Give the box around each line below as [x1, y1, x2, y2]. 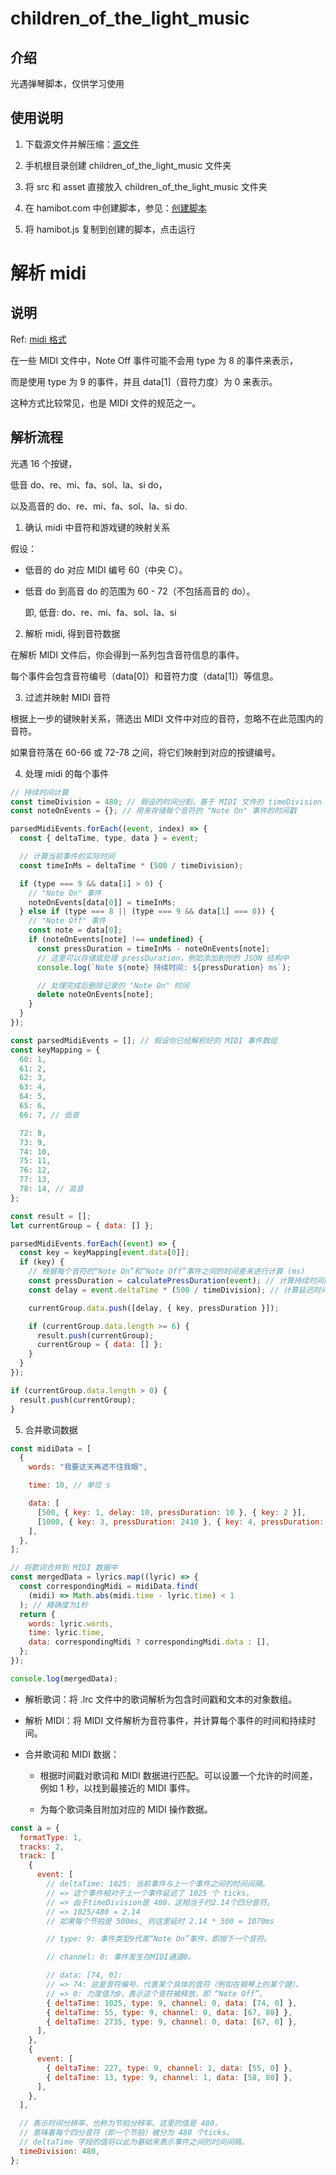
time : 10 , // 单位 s [28, 1480, 111, 1491]
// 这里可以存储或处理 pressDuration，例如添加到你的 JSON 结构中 [36, 953, 290, 963]
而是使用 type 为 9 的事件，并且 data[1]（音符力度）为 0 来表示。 [10, 375, 278, 387]
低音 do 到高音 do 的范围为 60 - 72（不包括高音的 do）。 [24, 585, 256, 597]
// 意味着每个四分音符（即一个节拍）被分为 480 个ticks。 [19, 2128, 235, 2138]
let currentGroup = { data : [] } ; [10, 1220, 155, 1231]
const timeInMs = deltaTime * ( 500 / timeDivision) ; [19, 860, 244, 871]
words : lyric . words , [28, 1618, 114, 1629]
